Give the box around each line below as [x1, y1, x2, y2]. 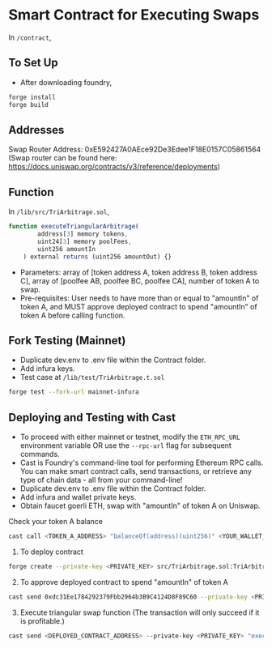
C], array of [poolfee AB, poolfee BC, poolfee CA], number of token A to [19, 275, 260, 285]
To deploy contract [19, 547, 83, 556]
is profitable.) [19, 616, 65, 625]
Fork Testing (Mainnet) [8, 334, 126, 347]
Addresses [8, 123, 65, 137]
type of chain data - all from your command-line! [19, 475, 183, 484]
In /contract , [8, 32, 52, 42]
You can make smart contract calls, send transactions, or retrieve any [19, 467, 253, 475]
